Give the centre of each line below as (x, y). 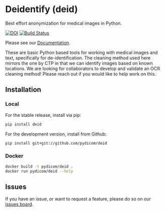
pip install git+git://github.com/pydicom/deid (56, 143)
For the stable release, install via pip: (43, 115)
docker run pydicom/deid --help (39, 171)
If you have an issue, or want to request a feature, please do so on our (78, 199)
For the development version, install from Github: (56, 134)
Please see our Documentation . (38, 43)
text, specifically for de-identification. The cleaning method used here (78, 58)
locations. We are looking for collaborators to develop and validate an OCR (83, 68)
